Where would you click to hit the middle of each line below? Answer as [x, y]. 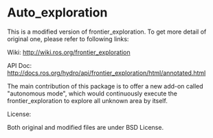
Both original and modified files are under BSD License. [85, 127]
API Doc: [20, 65]
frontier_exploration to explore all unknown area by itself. [88, 100]
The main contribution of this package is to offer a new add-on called [105, 86]
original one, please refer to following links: [68, 38]
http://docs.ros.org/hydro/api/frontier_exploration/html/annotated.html [106, 73]
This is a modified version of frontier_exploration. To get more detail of [107, 32]
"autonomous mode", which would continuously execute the [92, 93]
